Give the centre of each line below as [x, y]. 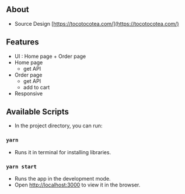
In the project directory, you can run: [58, 126]
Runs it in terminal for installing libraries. [63, 152]
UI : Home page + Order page [50, 56]
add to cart [36, 87]
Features [22, 42]
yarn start [21, 167]
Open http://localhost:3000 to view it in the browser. [77, 185]
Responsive [28, 93]
